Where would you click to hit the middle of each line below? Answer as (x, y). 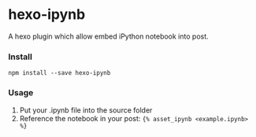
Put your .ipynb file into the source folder (86, 110)
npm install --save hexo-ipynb (59, 73)
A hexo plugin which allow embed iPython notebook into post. (108, 36)
